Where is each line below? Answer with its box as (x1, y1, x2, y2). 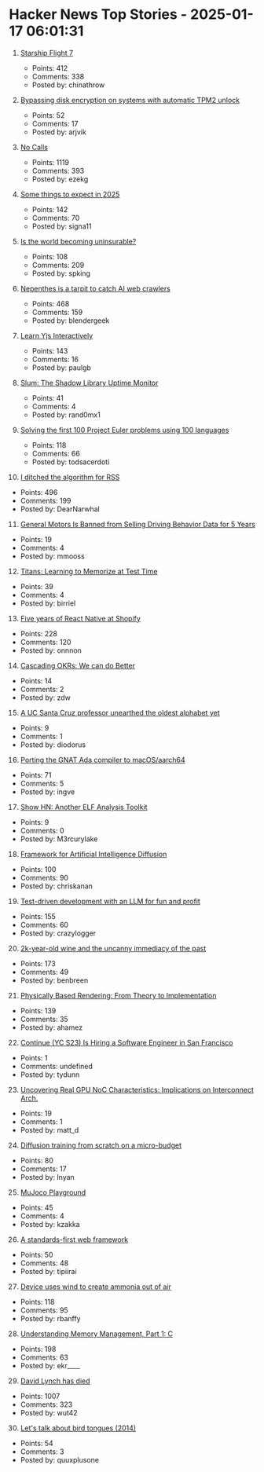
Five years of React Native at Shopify (20, 613, 141, 623)
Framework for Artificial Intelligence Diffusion (20, 849, 167, 859)
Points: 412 (31, 63, 68, 72)
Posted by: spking (31, 269, 91, 278)
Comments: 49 (20, 967, 69, 976)
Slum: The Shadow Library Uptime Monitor (20, 378, 159, 387)
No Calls (20, 142, 48, 152)
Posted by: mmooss (20, 551, 85, 561)
